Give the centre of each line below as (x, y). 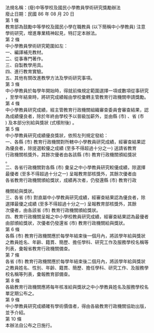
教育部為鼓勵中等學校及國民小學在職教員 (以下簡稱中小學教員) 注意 (75, 27)
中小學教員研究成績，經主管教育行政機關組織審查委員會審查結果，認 (77, 110)
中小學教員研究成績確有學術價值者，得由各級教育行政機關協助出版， (77, 306)
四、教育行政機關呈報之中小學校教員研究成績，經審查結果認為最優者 (77, 217)
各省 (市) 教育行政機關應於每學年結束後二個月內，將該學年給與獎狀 (75, 261)
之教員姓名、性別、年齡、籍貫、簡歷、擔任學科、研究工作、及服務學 (77, 268)
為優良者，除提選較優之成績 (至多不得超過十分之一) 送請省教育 (71, 148)
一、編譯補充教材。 (26, 52)
